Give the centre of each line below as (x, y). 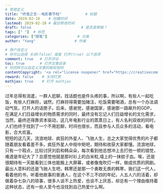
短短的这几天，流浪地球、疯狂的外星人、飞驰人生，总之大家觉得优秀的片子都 (81, 138)
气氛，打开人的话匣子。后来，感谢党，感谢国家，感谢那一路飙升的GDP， (81, 108)
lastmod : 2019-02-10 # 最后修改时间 (40, 23)
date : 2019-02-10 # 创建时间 (36, 18)
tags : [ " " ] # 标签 (25, 32)
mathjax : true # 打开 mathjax (38, 81)
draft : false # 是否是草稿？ (56, 28)
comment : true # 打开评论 (32, 59)
